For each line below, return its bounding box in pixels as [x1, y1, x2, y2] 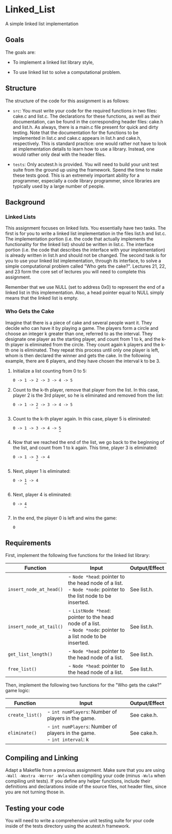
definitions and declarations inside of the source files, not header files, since [5, 784, 167, 790]
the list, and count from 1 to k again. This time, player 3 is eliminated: [12, 444, 158, 451]
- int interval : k [47, 736, 89, 743]
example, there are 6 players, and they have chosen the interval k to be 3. [5, 358, 160, 364]
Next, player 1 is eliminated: [12, 468, 71, 474]
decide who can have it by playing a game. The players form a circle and [5, 325, 159, 331]
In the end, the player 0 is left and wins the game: [12, 515, 117, 521]
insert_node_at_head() [8, 587, 63, 592]
